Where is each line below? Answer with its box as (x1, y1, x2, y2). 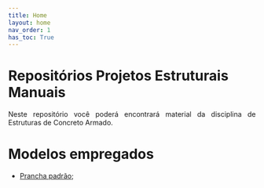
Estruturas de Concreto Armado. (8, 118, 114, 128)
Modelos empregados (8, 146, 155, 163)
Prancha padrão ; (19, 172, 75, 181)
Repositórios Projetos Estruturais (8, 67, 229, 85)
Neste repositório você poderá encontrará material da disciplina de (8, 110, 256, 119)
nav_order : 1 (8, 26, 51, 34)
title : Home (8, 11, 47, 20)
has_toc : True (8, 33, 55, 42)
